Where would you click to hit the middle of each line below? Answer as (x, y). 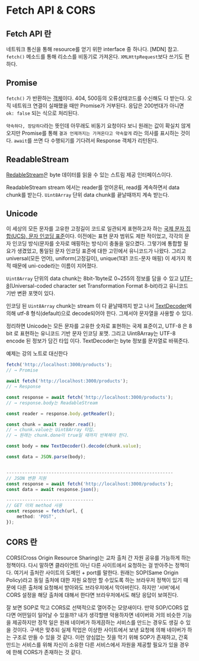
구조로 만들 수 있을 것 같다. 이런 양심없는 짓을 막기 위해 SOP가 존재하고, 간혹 (100, 637)
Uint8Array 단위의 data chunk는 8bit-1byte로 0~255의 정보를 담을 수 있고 (92, 278)
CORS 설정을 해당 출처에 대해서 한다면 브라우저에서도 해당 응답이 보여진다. (92, 594)
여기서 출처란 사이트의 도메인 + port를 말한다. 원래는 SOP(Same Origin (96, 572)
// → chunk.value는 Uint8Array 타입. (51, 430)
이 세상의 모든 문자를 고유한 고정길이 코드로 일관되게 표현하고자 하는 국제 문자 (95, 229)
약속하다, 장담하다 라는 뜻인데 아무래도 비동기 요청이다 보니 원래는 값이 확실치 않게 (98, 125)
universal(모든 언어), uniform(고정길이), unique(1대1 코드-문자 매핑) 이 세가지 (96, 259)
